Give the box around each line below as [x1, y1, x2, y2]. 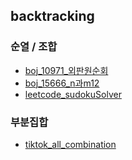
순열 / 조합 [10, 40, 58, 54]
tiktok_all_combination [24, 138, 117, 150]
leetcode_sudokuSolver [24, 88, 122, 100]
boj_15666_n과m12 [24, 77, 100, 89]
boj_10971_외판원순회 [24, 64, 109, 76]
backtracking [10, 8, 95, 25]
